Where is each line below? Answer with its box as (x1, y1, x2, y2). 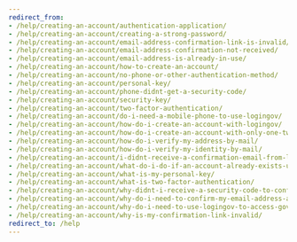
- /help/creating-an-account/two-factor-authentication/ (8, 104, 223, 113)
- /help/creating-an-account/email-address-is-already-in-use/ (8, 54, 247, 63)
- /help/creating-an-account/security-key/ (8, 95, 172, 105)
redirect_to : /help (8, 219, 81, 228)
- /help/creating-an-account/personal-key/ (8, 79, 172, 88)
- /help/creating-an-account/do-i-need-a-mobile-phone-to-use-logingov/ (8, 112, 283, 121)
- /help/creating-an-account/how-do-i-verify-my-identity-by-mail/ (8, 144, 263, 153)
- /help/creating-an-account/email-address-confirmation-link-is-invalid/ (8, 37, 291, 47)
